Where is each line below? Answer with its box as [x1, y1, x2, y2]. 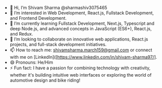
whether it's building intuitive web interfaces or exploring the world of [9, 72, 152, 78]
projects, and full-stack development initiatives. [9, 42, 107, 47]
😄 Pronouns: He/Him [9, 59, 53, 65]
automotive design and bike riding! [9, 77, 81, 83]
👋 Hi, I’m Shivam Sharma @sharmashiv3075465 [9, 5, 108, 10]
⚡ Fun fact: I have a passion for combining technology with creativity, [9, 65, 151, 71]
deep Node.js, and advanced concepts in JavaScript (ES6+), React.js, [9, 26, 152, 32]
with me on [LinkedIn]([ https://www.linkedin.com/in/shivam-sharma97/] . [9, 54, 157, 60]
